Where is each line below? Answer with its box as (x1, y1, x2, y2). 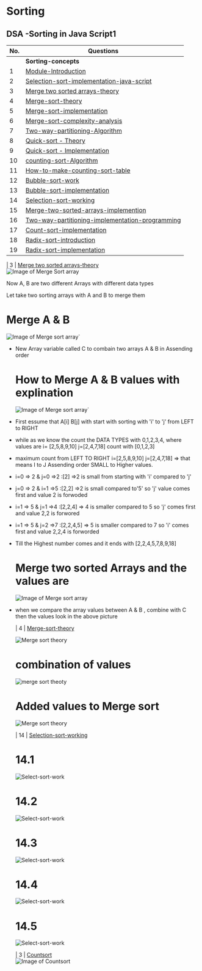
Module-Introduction (25, 67, 87, 75)
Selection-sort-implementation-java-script (25, 77, 152, 85)
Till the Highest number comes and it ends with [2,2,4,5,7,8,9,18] (15, 540, 177, 547)
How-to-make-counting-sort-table (25, 166, 131, 175)
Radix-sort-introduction (25, 236, 96, 244)
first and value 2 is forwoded (15, 491, 88, 499)
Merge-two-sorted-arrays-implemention (25, 206, 146, 214)
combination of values (15, 658, 131, 672)
